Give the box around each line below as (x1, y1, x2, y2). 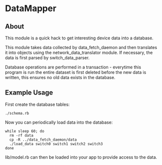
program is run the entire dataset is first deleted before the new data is (5, 69, 146, 75)
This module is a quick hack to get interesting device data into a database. (5, 35, 154, 41)
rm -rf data (9, 133, 34, 138)
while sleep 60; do (5, 129, 45, 133)
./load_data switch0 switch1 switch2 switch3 (9, 141, 103, 146)
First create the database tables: (5, 101, 70, 107)
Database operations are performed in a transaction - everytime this (5, 64, 142, 70)
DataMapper (5, 3, 57, 14)
